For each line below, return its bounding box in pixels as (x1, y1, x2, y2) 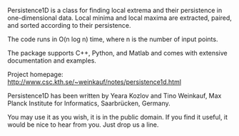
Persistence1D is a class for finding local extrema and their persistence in (7, 6, 223, 14)
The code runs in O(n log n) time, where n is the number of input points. (7, 35, 218, 43)
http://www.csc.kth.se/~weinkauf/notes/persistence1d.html (7, 78, 182, 86)
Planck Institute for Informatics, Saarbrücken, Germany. (7, 99, 171, 108)
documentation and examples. (7, 56, 96, 65)
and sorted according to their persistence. (7, 21, 131, 29)
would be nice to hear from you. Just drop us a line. (7, 120, 159, 129)
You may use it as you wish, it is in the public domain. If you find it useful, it (7, 113, 228, 121)
